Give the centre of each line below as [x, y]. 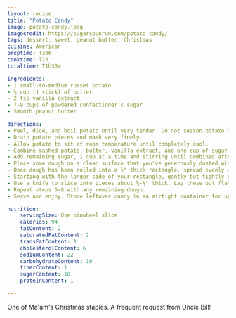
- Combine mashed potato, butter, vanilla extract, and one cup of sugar [118, 151]
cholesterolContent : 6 [53, 248]
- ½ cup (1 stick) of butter [50, 92]
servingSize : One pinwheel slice [69, 215]
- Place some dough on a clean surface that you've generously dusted [113, 164]
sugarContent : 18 [45, 274]
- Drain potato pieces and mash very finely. [75, 137]
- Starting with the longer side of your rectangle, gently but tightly [116, 177]
